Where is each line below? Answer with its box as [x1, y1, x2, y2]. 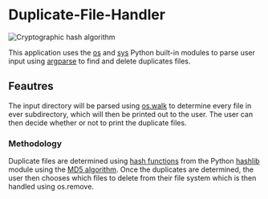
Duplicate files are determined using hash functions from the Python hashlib [8, 156, 260, 166]
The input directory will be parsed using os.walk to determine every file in [8, 100, 252, 110]
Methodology [8, 138, 63, 149]
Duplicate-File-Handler [8, 6, 166, 24]
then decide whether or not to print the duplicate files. [8, 118, 187, 128]
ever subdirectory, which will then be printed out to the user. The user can [8, 109, 254, 119]
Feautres [8, 79, 54, 93]
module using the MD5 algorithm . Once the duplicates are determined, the [8, 164, 254, 174]
